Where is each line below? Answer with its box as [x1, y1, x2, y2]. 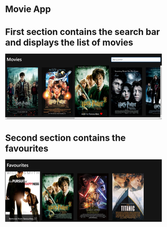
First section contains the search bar [5, 26, 160, 38]
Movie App [5, 3, 51, 15]
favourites [5, 143, 49, 154]
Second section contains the [5, 132, 126, 143]
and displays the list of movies [5, 37, 133, 48]
